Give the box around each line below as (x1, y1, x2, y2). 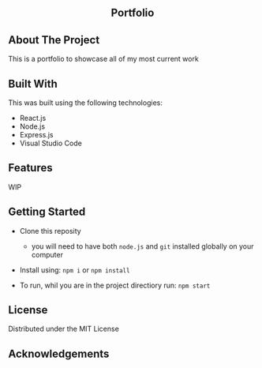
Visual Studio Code (19, 138, 83, 148)
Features (8, 161, 53, 175)
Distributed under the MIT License (8, 324, 120, 334)
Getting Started (8, 205, 86, 219)
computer (31, 250, 63, 259)
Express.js (19, 130, 54, 140)
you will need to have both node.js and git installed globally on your (31, 241, 254, 251)
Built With (8, 77, 58, 90)
